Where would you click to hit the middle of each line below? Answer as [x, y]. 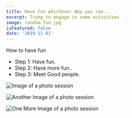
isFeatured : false [28, 28]
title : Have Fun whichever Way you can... [59, 12]
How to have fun [26, 50]
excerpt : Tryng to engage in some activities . [67, 17]
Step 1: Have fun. [35, 62]
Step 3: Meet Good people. [47, 74]
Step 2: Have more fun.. [43, 68]
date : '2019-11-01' [30, 34]
